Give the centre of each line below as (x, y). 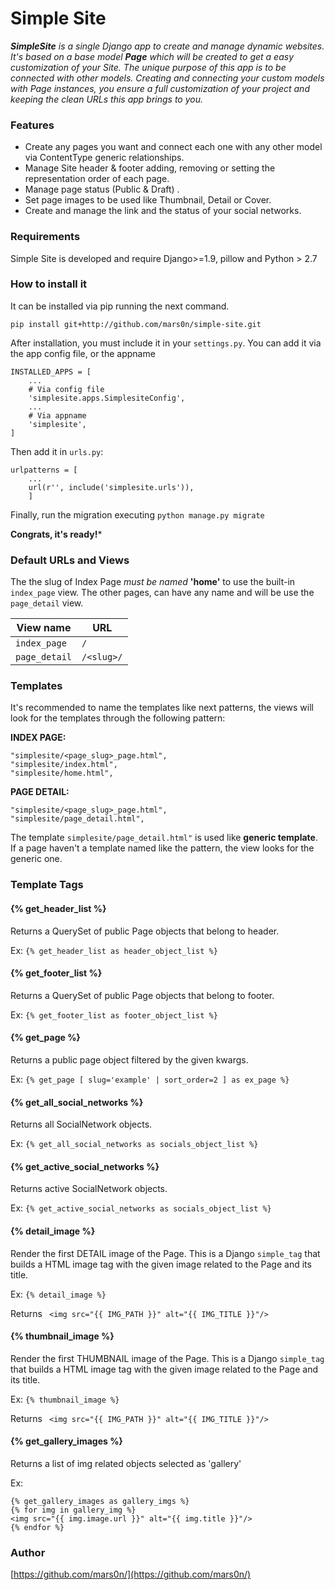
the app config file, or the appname (83, 353)
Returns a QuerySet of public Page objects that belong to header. (145, 931)
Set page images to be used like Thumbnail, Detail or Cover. (148, 200)
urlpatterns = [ (44, 470)
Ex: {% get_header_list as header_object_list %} (114, 950)
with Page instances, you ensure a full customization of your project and (160, 88)
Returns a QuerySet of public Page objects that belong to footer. (142, 995)
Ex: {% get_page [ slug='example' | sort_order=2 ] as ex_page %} (150, 1079)
